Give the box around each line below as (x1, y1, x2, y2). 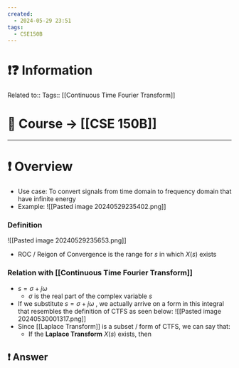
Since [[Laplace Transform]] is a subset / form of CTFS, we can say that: (17, 322, 230, 330)
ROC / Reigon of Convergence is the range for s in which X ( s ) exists (17, 250, 217, 259)
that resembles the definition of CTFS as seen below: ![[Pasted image (17, 307, 222, 315)
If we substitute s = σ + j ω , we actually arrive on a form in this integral (17, 299, 224, 307)
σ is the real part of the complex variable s (28, 292, 153, 300)
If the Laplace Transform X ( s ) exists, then (28, 329, 152, 338)
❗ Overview (7, 158, 73, 175)
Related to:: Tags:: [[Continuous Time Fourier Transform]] (7, 91, 176, 100)
